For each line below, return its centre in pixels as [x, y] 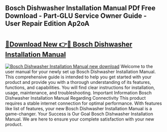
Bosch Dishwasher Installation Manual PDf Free [80, 8]
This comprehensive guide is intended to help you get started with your [79, 77]
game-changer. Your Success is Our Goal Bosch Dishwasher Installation [79, 114]
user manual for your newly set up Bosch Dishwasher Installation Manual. [81, 72]
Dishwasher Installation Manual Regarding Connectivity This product [76, 98]
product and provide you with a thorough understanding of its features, [78, 82]
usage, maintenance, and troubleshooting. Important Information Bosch [79, 93]
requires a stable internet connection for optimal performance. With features [83, 103]
